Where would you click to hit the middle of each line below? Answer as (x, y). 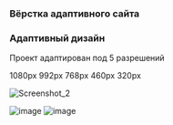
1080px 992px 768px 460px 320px (75, 76)
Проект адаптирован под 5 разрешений (87, 58)
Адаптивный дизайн (57, 37)
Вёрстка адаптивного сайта (75, 14)
